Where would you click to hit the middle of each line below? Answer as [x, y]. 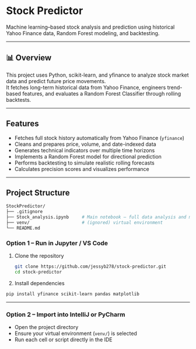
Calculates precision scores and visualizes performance [82, 169]
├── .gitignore [24, 212]
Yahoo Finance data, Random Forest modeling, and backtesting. [83, 33]
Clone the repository [39, 256]
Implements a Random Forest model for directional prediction [88, 156]
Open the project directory [46, 327]
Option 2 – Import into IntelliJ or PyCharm [66, 314]
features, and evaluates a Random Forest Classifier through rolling [102, 93]
